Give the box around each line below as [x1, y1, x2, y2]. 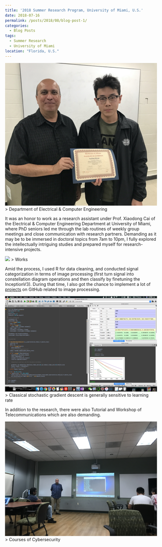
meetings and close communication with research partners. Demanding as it [5, 231, 157, 237]
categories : [5, 23, 29, 28]
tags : [5, 33, 16, 38]
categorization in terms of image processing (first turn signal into [5, 271, 134, 277]
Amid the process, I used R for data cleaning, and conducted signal [5, 266, 139, 271]
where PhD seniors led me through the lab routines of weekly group [5, 226, 140, 232]
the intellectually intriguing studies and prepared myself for [5, 241, 122, 247]
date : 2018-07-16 [5, 13, 40, 18]
